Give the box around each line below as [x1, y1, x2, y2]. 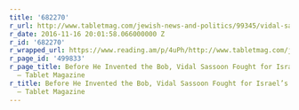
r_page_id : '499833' [9, 54, 86, 63]
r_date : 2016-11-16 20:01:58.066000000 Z [9, 29, 166, 38]
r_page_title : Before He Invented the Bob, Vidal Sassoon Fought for [9, 63, 273, 72]
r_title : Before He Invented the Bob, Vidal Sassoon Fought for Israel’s [9, 79, 289, 88]
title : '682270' [9, 12, 69, 22]
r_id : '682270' [9, 37, 66, 47]
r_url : [9, 21, 34, 30]
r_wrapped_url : [9, 46, 66, 55]
